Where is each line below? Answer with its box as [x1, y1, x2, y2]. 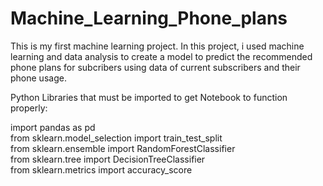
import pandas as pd [10, 121, 96, 133]
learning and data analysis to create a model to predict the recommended [10, 50, 313, 62]
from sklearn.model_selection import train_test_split [10, 132, 223, 144]
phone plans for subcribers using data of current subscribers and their [10, 61, 301, 73]
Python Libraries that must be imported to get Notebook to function [10, 91, 288, 103]
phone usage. [10, 72, 67, 84]
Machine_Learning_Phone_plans [10, 7, 288, 30]
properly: [10, 102, 48, 114]
